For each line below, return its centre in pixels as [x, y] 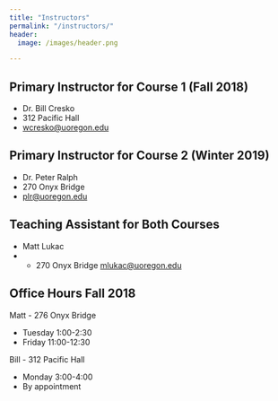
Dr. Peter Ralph [50, 177]
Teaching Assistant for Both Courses [114, 225]
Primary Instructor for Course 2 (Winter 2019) [139, 156]
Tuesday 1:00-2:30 [57, 332]
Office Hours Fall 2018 [73, 294]
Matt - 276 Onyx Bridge [53, 315]
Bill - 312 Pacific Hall [47, 359]
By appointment [52, 386]
